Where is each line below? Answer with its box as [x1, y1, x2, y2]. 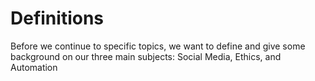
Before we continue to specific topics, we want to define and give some [10, 40, 306, 52]
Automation [10, 61, 58, 73]
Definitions [10, 7, 105, 30]
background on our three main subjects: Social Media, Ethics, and [10, 50, 282, 62]
